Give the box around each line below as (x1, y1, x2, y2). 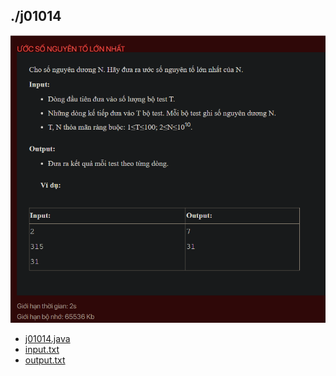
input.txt (24, 344, 60, 356)
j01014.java (24, 333, 71, 345)
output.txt (24, 354, 66, 366)
